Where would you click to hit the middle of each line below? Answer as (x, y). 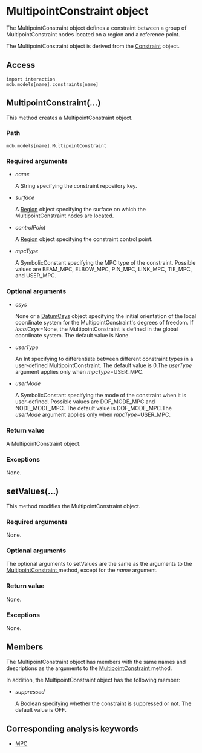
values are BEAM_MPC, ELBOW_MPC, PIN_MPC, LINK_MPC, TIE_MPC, (103, 269)
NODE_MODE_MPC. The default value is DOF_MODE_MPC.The (93, 408)
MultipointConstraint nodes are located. (64, 216)
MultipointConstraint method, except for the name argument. (82, 570)
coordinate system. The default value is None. (72, 336)
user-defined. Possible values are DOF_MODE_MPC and (85, 402)
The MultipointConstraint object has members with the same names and (96, 662)
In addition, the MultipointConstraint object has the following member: (93, 680)
